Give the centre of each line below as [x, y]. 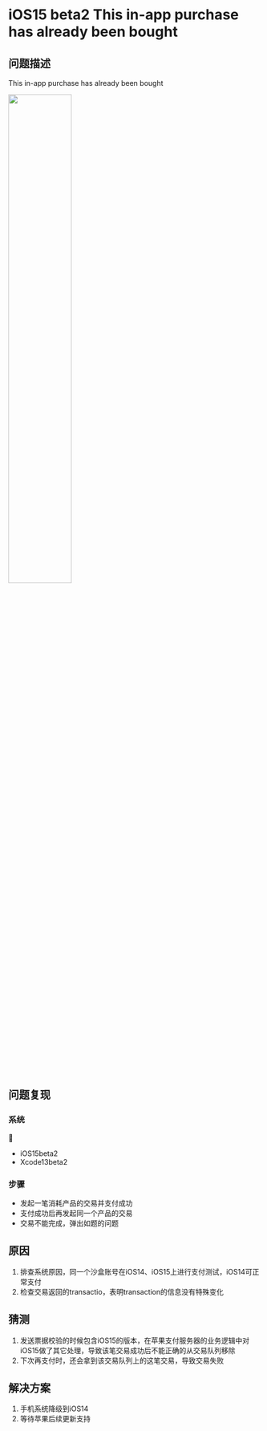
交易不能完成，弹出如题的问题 [69, 1223]
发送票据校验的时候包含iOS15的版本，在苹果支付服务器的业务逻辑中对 [135, 1340]
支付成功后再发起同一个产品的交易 [76, 1213]
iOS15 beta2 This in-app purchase [123, 15]
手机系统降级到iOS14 [54, 1409]
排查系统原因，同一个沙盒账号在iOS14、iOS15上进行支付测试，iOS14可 [136, 1271]
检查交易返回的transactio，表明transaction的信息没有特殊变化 [122, 1291]
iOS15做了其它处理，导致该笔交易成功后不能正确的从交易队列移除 [127, 1350]
